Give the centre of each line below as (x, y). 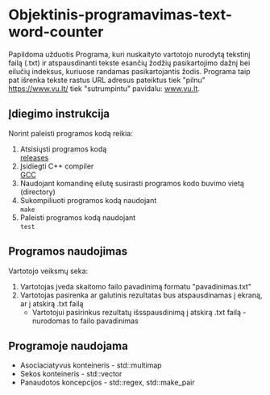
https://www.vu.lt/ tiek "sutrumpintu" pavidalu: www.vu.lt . (104, 88)
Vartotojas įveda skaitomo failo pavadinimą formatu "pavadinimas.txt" (136, 286)
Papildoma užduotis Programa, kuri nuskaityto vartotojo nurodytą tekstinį (129, 54)
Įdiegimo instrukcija (59, 114)
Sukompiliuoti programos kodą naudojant (88, 200)
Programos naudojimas (68, 252)
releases (34, 157)
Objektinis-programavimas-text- (120, 15)
